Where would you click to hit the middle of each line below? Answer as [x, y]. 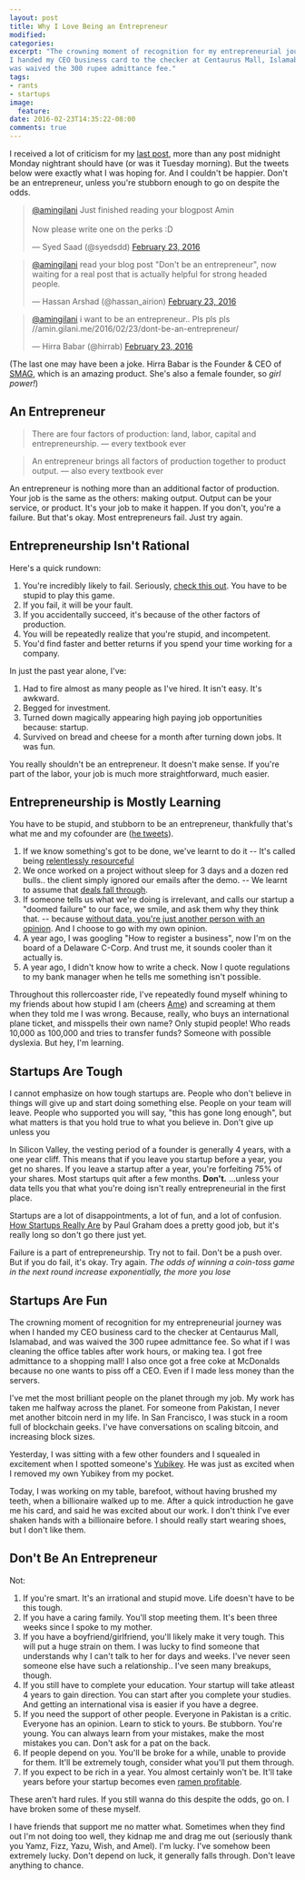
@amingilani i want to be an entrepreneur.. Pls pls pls [131, 319]
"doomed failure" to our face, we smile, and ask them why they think [151, 910]
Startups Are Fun [59, 1300]
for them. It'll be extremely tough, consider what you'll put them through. [158, 1762]
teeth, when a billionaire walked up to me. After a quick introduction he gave [152, 1501]
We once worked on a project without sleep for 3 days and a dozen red [155, 870]
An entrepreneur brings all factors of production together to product [158, 461]
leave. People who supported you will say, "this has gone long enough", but [151, 1113]
